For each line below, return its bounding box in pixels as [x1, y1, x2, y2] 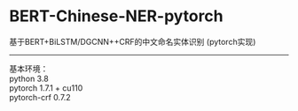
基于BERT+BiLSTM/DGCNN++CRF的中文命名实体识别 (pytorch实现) [9, 36, 256, 47]
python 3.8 [9, 73, 49, 84]
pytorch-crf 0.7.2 [9, 92, 71, 102]
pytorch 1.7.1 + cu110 [9, 82, 83, 93]
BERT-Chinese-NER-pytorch [9, 6, 223, 26]
